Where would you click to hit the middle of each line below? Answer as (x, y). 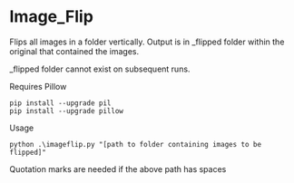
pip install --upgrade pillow (67, 111)
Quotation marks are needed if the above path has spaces (118, 169)
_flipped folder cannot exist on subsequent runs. (100, 69)
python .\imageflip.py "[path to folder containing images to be (135, 144)
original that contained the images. (74, 51)
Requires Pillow (38, 86)
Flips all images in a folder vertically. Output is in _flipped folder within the (147, 42)
